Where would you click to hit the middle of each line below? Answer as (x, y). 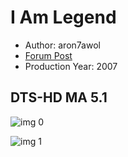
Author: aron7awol (62, 45)
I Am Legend (63, 17)
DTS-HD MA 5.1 (59, 97)
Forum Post (48, 55)
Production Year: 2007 (71, 66)
